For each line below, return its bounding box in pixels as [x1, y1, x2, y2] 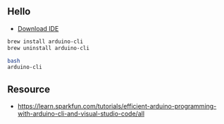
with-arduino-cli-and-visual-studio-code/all [17, 109, 145, 118]
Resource [7, 83, 51, 95]
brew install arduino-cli [7, 38, 83, 45]
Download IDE [17, 24, 59, 32]
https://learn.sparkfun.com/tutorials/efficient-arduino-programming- [17, 102, 217, 111]
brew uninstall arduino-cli [7, 44, 90, 51]
